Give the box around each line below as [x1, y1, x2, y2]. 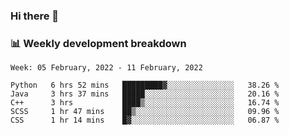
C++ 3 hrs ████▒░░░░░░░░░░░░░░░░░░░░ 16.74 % [10, 98, 280, 108]
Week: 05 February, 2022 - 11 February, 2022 [10, 63, 203, 73]
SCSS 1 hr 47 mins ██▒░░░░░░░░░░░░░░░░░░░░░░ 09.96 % [10, 107, 280, 117]
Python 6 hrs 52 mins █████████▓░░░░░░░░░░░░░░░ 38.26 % [10, 80, 280, 91]
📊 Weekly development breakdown [10, 36, 187, 50]
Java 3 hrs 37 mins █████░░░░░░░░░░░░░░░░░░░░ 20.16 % [10, 89, 280, 99]
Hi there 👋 [10, 9, 60, 23]
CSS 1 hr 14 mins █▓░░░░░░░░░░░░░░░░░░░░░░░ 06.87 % [10, 115, 280, 126]
